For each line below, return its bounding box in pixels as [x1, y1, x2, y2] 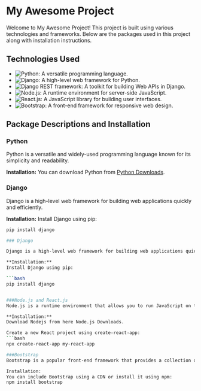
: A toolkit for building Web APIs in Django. [81, 83, 186, 90]
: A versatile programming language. [38, 70, 129, 77]
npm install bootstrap [6, 379, 63, 386]
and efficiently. [6, 204, 43, 211]
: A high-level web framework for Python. [38, 76, 141, 83]
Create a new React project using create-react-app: [6, 330, 141, 336]
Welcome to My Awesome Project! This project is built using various [6, 24, 173, 31]
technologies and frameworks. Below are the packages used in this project [6, 30, 191, 37]
